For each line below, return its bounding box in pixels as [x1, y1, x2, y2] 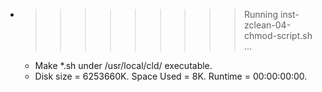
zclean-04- [243, 19, 292, 31]
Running [243, 9, 279, 20]
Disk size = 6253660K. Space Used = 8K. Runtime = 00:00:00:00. [34, 70, 308, 82]
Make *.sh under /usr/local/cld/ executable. [34, 60, 213, 71]
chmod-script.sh [243, 30, 313, 41]
